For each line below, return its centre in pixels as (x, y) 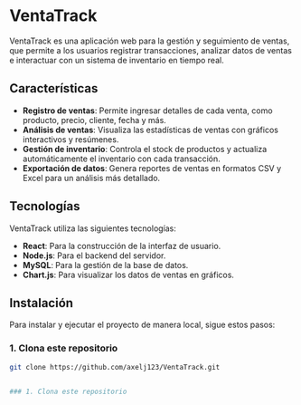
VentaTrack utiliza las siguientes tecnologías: (93, 228)
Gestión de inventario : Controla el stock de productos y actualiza (145, 149)
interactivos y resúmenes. (71, 139)
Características (54, 88)
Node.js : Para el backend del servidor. (94, 256)
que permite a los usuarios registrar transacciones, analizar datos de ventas (150, 50)
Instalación (42, 303)
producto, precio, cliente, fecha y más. (94, 120)
